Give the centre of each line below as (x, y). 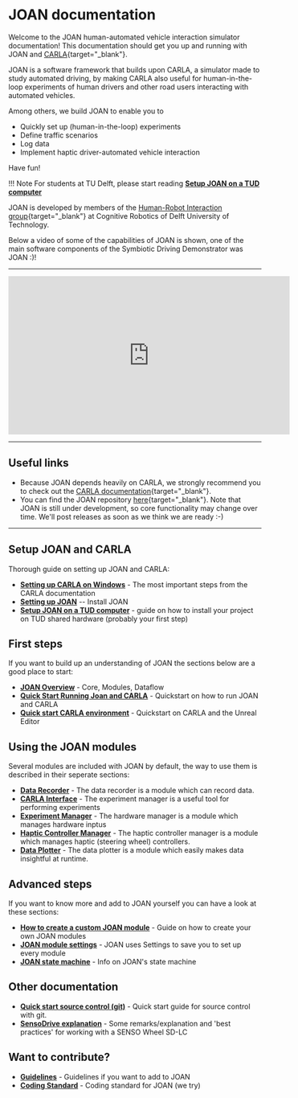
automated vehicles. (42, 95)
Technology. (29, 224)
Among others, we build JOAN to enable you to (86, 111)
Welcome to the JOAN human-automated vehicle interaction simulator (124, 37)
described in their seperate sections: (69, 775)
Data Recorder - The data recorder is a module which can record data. (137, 791)
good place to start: (41, 672)
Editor (30, 722)
